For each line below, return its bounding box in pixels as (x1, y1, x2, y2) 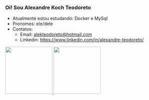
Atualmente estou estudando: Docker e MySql (12, 16, 108, 22)
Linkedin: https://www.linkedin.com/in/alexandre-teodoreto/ (20, 37, 144, 43)
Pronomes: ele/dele (12, 21, 53, 27)
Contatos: (12, 26, 33, 32)
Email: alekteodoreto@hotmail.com (20, 32, 92, 38)
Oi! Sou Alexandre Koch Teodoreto (5, 4, 91, 11)
